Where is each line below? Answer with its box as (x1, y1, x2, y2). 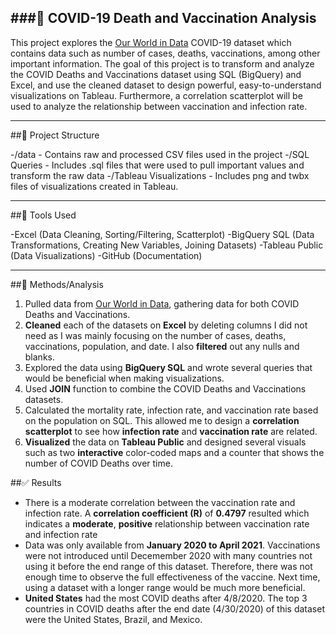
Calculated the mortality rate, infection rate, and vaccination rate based (24, 404, 319, 416)
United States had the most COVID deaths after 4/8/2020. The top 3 (24, 592, 308, 604)
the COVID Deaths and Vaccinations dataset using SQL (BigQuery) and (10, 68, 302, 80)
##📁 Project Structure (10, 129, 100, 141)
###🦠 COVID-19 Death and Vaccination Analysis (10, 10, 317, 27)
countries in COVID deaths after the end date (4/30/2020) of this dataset (24, 602, 325, 615)
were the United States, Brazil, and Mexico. (24, 613, 203, 625)
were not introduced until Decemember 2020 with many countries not (24, 549, 313, 561)
